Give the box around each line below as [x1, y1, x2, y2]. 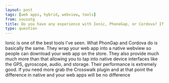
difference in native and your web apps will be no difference [5, 72, 131, 78]
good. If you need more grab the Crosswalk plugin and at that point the [5, 66, 153, 73]
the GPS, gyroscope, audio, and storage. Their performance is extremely [5, 61, 157, 67]
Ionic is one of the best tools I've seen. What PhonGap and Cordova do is [5, 40, 158, 46]
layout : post [5, 7, 33, 13]
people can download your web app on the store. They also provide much [5, 51, 159, 57]
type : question [5, 26, 37, 31]
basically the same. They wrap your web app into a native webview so [5, 45, 152, 51]
